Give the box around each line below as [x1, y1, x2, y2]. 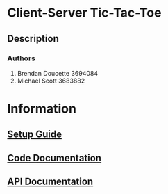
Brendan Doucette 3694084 [17, 69, 99, 77]
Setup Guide [7, 129, 62, 140]
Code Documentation [7, 152, 102, 164]
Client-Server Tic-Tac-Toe [7, 5, 162, 21]
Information [7, 101, 76, 117]
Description [7, 33, 59, 45]
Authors [7, 54, 36, 63]
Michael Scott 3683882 [17, 76, 85, 85]
